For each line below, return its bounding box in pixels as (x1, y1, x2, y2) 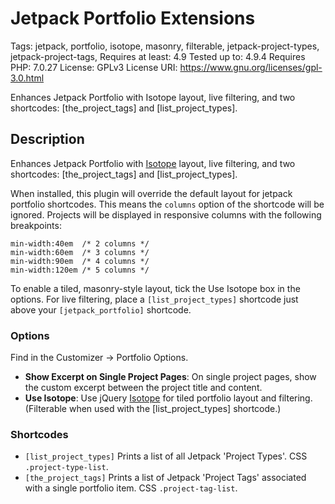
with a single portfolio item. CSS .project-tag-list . (24, 482, 238, 494)
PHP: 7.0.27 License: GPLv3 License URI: (10, 61, 178, 73)
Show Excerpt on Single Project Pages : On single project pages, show (24, 371, 317, 383)
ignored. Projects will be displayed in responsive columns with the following (10, 208, 322, 221)
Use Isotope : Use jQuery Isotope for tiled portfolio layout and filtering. (24, 392, 313, 404)
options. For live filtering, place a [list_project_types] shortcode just (10, 293, 299, 305)
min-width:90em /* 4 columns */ (10, 256, 150, 266)
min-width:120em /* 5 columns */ (10, 265, 150, 275)
